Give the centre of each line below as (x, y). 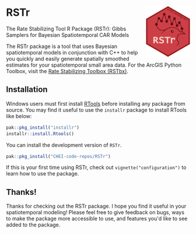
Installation (27, 90)
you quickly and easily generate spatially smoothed (68, 58)
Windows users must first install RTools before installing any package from (96, 104)
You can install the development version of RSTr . (64, 145)
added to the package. (33, 225)
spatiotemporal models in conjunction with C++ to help (72, 52)
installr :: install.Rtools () (40, 134)
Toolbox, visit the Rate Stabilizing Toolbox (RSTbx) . (67, 71)
